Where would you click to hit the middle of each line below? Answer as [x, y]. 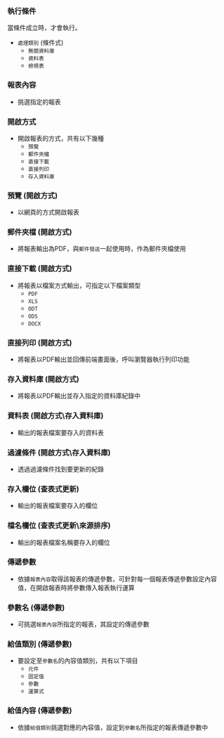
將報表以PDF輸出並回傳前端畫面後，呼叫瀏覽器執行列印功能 [104, 359]
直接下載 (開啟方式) [40, 268]
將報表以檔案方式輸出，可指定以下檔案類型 [79, 285]
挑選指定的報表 [39, 102]
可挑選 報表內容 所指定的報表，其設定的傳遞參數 [83, 624]
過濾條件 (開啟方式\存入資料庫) [59, 453]
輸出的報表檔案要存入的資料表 [60, 432]
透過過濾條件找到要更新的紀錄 [60, 469]
